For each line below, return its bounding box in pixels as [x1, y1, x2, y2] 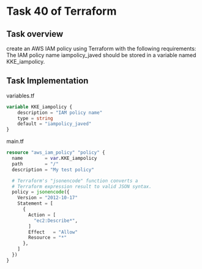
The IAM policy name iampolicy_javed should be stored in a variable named [6, 51, 196, 59]
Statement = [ [17, 200, 53, 206]
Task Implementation [6, 75, 89, 86]
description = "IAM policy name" [17, 109, 103, 116]
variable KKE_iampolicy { [6, 104, 72, 110]
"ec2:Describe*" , [33, 218, 78, 224]
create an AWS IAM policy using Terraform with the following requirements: [6, 45, 196, 52]
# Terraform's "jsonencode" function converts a [12, 178, 138, 184]
